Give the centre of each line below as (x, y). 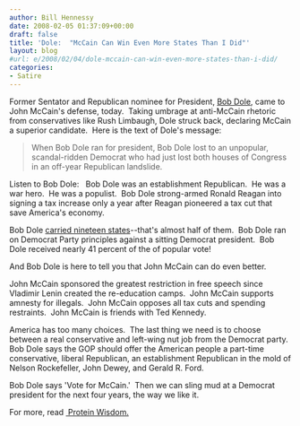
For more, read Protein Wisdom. (69, 412)
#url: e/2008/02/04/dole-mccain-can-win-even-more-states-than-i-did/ (144, 59)
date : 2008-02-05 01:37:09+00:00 (72, 26)
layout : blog (34, 51)
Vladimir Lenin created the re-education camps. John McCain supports (142, 293)
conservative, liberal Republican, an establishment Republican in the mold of (150, 358)
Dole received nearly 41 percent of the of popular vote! (111, 248)
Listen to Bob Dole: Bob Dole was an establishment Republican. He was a (148, 184)
